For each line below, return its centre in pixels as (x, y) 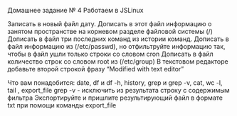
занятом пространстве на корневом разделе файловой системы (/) (110, 31)
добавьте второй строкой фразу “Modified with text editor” (96, 69)
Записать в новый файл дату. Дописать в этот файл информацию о (110, 24)
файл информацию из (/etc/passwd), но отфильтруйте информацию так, (116, 46)
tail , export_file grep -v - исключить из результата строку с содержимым (118, 90)
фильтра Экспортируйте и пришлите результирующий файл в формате (115, 98)
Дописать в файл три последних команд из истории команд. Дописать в (118, 39)
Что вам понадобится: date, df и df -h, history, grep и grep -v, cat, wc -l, (115, 83)
